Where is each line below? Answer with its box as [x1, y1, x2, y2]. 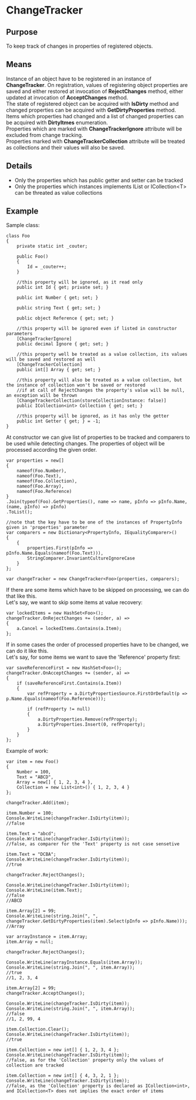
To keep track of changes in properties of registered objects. [6, 42, 153, 49]
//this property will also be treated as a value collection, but [16, 377, 183, 383]
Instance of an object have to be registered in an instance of [6, 75, 152, 82]
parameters [6, 331, 33, 337]
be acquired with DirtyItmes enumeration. [6, 119, 109, 126]
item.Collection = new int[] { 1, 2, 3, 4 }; [6, 1047, 119, 1053]
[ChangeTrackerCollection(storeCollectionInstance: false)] [16, 398, 167, 404]
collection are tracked [6, 1062, 65, 1068]
